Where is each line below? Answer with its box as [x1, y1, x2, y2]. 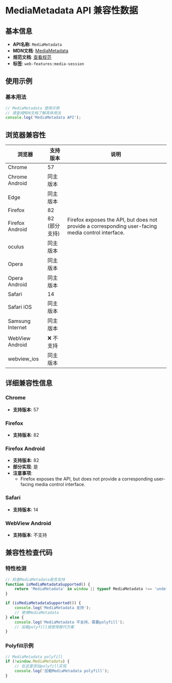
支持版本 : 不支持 [12, 532, 47, 538]
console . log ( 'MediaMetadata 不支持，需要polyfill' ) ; [14, 619, 125, 625]
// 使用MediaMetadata [14, 610, 59, 615]
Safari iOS [8, 304, 32, 311]
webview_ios [8, 355, 39, 363]
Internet [8, 324, 27, 331]
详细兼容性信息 [5, 378, 53, 387]
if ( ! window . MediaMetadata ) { [5, 659, 70, 664]
